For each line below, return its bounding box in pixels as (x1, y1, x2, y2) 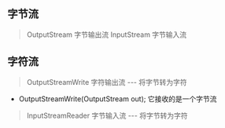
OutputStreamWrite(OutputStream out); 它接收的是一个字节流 (18, 93, 217, 104)
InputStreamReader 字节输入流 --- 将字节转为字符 (26, 111, 188, 120)
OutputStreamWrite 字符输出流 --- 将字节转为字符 (26, 77, 187, 86)
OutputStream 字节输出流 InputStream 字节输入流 (26, 30, 187, 39)
